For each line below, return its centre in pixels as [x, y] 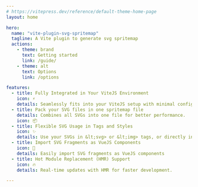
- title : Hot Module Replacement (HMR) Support [71, 159]
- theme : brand [35, 50]
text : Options [39, 71]
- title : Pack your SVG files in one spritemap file [77, 110]
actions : [22, 44]
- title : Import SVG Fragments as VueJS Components [76, 143]
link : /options [40, 77]
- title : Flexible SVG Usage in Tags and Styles [72, 126]
